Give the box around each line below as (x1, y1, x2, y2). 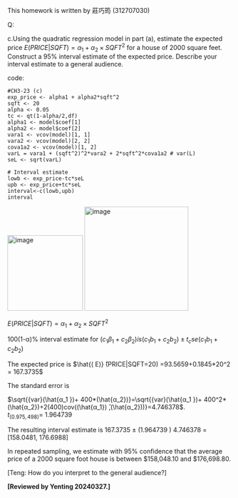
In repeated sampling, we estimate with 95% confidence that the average (7, 447, 223, 456)
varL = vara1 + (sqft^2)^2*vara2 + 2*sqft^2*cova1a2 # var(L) (7, 150, 196, 157)
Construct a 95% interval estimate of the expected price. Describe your (7, 52, 217, 61)
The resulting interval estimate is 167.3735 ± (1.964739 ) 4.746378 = (7, 426, 207, 434)
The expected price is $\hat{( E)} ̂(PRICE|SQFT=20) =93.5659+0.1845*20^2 (7, 359, 231, 368)
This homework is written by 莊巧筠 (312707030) (7, 6, 150, 14)
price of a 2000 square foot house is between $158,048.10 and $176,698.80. (7, 454, 232, 463)
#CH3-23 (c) (7, 88, 43, 95)
